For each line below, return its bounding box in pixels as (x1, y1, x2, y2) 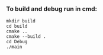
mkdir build (6, 18, 36, 24)
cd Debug (6, 39, 28, 45)
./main (6, 44, 22, 50)
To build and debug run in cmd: (6, 5, 98, 13)
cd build (6, 23, 28, 30)
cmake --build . (6, 34, 46, 40)
